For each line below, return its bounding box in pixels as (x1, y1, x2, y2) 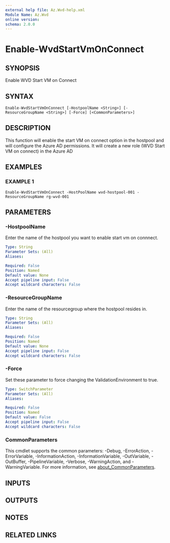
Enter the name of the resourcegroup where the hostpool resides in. (5, 306, 147, 312)
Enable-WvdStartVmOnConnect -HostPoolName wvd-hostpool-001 (5, 189, 135, 195)
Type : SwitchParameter (5, 386, 53, 392)
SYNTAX (5, 92, 34, 101)
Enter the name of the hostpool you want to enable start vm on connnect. (5, 235, 158, 241)
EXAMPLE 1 (5, 178, 35, 185)
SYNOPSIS (5, 64, 40, 72)
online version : (5, 17, 40, 22)
